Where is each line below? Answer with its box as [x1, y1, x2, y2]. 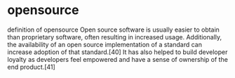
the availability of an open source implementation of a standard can [7, 40, 202, 48]
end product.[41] [7, 63, 56, 71]
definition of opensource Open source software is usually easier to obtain [7, 25, 220, 34]
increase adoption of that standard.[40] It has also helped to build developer [7, 48, 228, 56]
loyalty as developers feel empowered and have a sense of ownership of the [7, 55, 228, 63]
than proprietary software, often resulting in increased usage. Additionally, [7, 32, 222, 41]
